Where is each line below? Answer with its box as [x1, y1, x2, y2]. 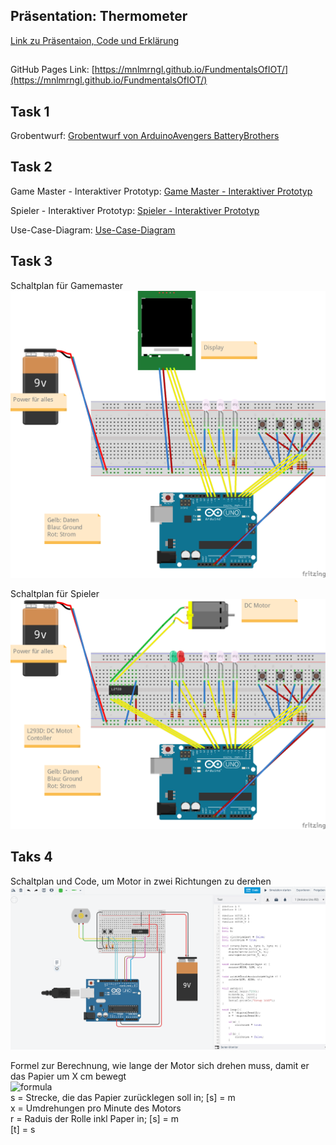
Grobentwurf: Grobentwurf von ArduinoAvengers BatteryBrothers [10, 130, 280, 142]
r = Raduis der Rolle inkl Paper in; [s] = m [10, 1113, 180, 1125]
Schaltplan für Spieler [10, 587, 100, 599]
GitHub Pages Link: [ [10, 64, 95, 76]
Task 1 [10, 103, 50, 120]
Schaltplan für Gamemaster [10, 279, 124, 291]
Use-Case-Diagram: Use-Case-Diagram [10, 224, 176, 236]
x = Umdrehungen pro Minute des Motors [10, 1102, 182, 1114]
